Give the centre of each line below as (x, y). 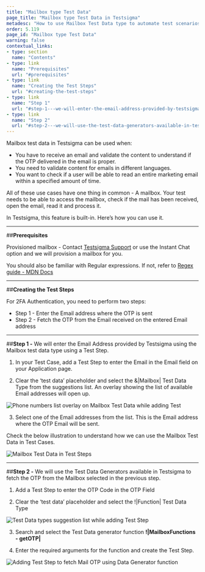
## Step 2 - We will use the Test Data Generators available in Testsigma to (99, 472)
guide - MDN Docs (30, 272)
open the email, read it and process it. (54, 206)
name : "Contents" (34, 58)
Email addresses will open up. (52, 394)
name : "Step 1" (31, 103)
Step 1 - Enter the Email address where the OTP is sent (84, 313)
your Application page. (44, 369)
